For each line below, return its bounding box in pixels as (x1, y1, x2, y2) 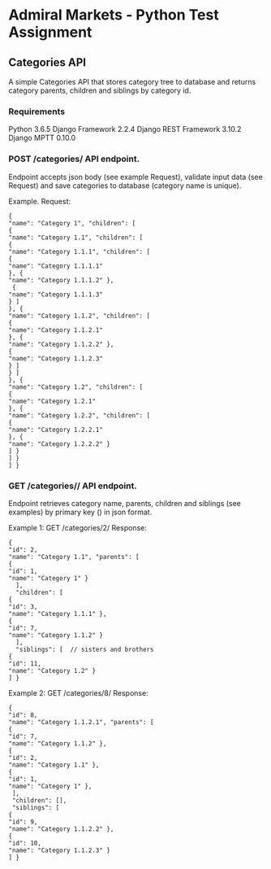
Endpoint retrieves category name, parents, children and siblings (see (8, 498, 242, 508)
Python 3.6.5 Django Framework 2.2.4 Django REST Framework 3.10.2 (8, 124, 242, 134)
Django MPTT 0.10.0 (8, 133, 76, 143)
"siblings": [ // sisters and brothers (15, 645, 154, 653)
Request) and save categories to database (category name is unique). (8, 181, 242, 190)
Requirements (8, 106, 66, 117)
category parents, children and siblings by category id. (8, 85, 191, 95)
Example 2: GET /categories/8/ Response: (8, 688, 148, 697)
